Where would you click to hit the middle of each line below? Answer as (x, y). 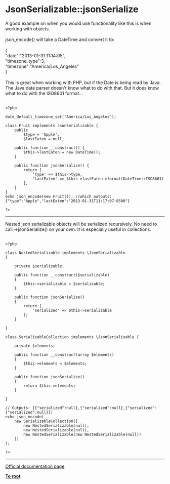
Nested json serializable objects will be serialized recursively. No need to (81, 224)
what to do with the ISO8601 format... (44, 93)
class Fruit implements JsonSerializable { (52, 126)
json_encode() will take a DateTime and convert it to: (60, 39)
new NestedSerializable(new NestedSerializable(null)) (82, 434)
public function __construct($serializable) (62, 275)
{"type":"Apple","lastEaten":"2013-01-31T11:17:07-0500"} (68, 201)
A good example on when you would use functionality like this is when (78, 23)
